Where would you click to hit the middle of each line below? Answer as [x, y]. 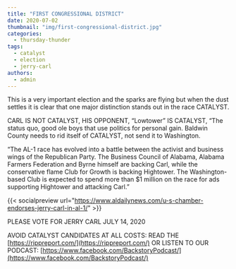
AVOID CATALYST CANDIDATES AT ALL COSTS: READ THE [93, 235]
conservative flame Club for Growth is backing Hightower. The [98, 172]
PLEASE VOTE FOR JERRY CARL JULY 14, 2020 [76, 222]
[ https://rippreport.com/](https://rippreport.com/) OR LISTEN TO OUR [108, 243]
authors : [20, 73]
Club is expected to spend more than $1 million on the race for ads [123, 179]
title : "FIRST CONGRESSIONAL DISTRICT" [66, 14]
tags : [15, 47]
